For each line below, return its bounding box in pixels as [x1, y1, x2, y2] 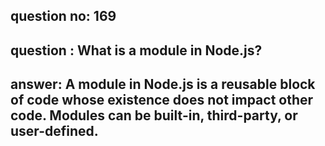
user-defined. [10, 123, 99, 140]
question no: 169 [10, 8, 117, 25]
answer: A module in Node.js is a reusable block [10, 76, 316, 93]
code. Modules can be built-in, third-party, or [10, 107, 298, 124]
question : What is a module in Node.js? [10, 42, 263, 59]
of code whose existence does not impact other [10, 92, 314, 109]
